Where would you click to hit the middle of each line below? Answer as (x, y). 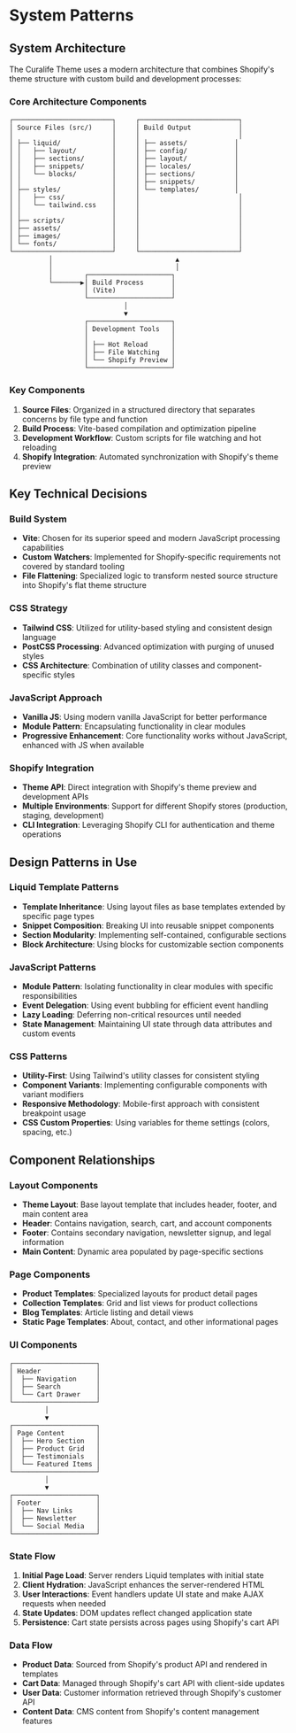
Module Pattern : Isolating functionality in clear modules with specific (148, 986)
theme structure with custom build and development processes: (125, 79)
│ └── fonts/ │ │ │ (126, 244)
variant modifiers (53, 1095)
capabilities (43, 548)
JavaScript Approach (56, 698)
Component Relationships (82, 1160)
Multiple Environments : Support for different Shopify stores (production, (155, 806)
